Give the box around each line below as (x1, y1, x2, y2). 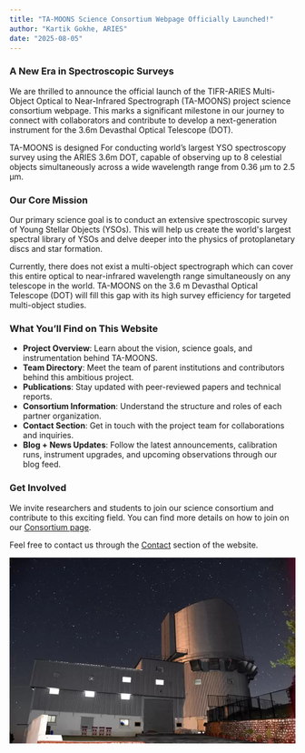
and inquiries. (22, 430, 74, 441)
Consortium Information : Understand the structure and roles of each (22, 401, 282, 412)
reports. (22, 391, 53, 402)
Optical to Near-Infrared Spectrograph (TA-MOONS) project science (35, 95, 291, 106)
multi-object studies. (9, 299, 87, 310)
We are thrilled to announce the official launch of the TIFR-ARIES (9, 85, 251, 96)
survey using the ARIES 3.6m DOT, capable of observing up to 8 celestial (9, 151, 282, 163)
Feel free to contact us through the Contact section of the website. (9, 539, 259, 550)
